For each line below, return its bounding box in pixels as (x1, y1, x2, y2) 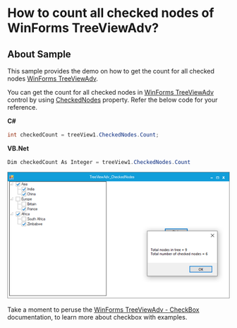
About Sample (7, 48, 72, 60)
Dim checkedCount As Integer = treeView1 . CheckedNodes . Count (7, 158, 191, 165)
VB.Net (7, 143, 30, 153)
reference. (7, 103, 37, 111)
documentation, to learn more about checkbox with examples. (7, 313, 188, 322)
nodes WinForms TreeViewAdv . (7, 74, 99, 83)
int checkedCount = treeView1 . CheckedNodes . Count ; (7, 131, 159, 139)
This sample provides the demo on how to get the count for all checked (7, 67, 215, 75)
